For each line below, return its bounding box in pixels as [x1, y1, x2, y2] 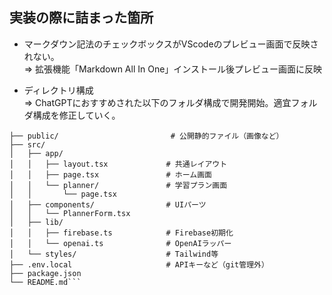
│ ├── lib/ [9, 217, 64, 227]
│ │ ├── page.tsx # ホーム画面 [9, 169, 212, 180]
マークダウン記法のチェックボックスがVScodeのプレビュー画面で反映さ [23, 38, 319, 50]
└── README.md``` [9, 277, 82, 287]
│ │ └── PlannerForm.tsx [9, 208, 131, 218]
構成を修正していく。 [32, 109, 121, 121]
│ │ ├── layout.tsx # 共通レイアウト [9, 159, 228, 169]
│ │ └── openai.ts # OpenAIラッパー [9, 238, 232, 248]
